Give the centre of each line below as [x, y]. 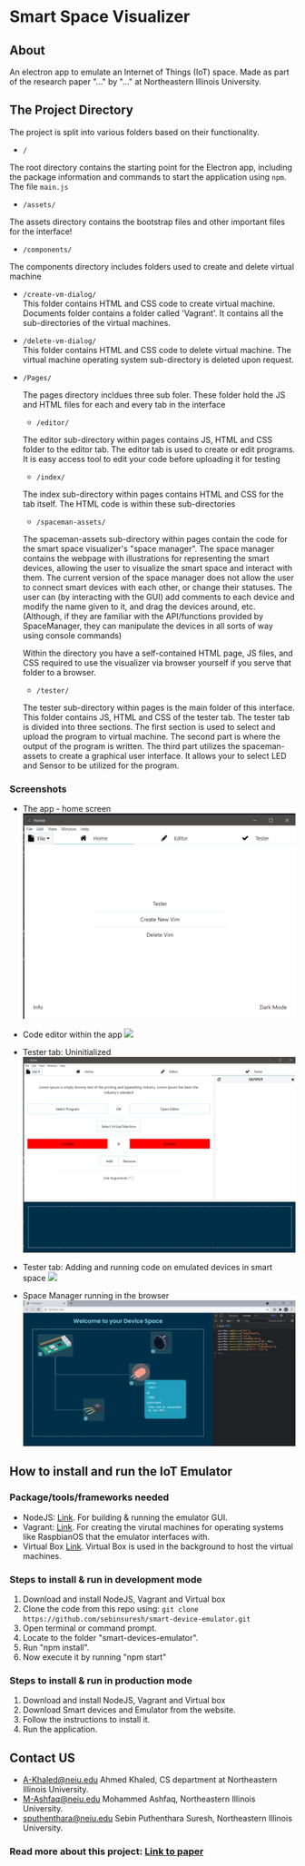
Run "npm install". [56, 1648]
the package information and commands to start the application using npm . [148, 177]
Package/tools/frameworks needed [89, 1497]
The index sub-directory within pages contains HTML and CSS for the [153, 494]
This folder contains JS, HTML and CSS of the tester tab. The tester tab [156, 717]
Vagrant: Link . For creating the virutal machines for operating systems [153, 1526]
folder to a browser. [59, 672]
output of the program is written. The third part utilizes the [131, 745]
